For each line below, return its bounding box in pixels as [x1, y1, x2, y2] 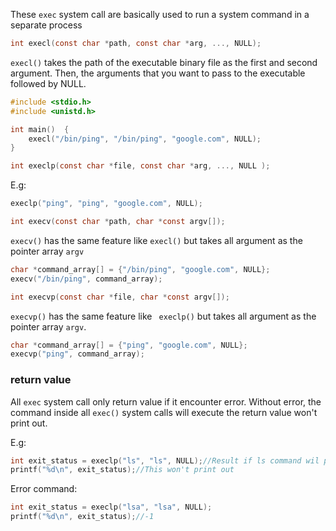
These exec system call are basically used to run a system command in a [10, 9, 310, 20]
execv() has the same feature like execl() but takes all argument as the [10, 234, 303, 246]
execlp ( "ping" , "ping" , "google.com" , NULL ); [10, 199, 203, 209]
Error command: [10, 483, 78, 495]
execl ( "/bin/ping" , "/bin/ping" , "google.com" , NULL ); [28, 134, 262, 144]
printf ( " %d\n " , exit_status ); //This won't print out [10, 465, 235, 475]
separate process [10, 19, 83, 31]
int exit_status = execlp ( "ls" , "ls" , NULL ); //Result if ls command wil [10, 455, 320, 466]
